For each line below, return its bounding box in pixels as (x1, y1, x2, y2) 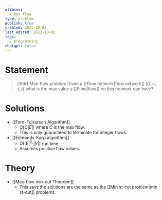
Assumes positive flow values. (19, 146, 80, 152)
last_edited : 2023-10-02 (5, 30, 55, 35)
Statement (5, 64, 49, 76)
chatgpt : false (5, 43, 36, 48)
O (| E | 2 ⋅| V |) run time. (19, 140, 60, 146)
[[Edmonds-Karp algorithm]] (12, 135, 69, 140)
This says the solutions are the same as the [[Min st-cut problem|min (19, 184, 158, 190)
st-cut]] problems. (19, 189, 56, 195)
